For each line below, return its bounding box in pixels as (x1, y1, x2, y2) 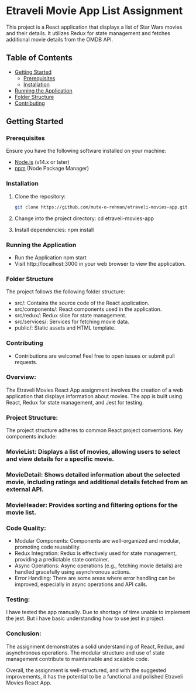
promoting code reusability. (14, 543, 81, 551)
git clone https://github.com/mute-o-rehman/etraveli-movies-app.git (14, 204, 188, 210)
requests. (14, 358, 38, 365)
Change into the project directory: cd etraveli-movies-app (14, 215, 154, 222)
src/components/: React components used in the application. (14, 306, 162, 313)
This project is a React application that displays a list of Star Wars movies (6, 23, 183, 30)
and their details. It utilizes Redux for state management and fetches (6, 29, 171, 36)
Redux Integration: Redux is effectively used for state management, (14, 550, 177, 557)
